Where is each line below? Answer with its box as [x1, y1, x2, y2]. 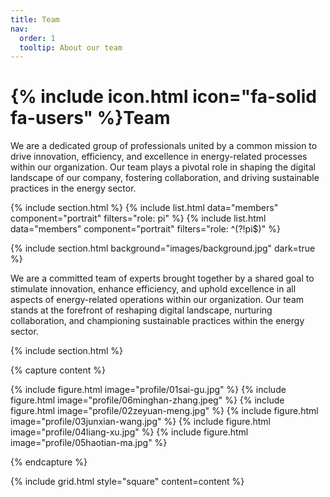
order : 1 [19, 33, 56, 43]
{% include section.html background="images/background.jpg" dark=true [10, 242, 316, 255]
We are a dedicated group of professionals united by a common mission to [10, 140, 318, 152]
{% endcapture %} [10, 456, 88, 468]
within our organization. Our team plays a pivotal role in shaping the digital [10, 161, 316, 173]
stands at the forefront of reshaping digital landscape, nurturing [10, 304, 273, 316]
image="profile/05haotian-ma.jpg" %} [10, 437, 168, 449]
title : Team [10, 14, 60, 25]
